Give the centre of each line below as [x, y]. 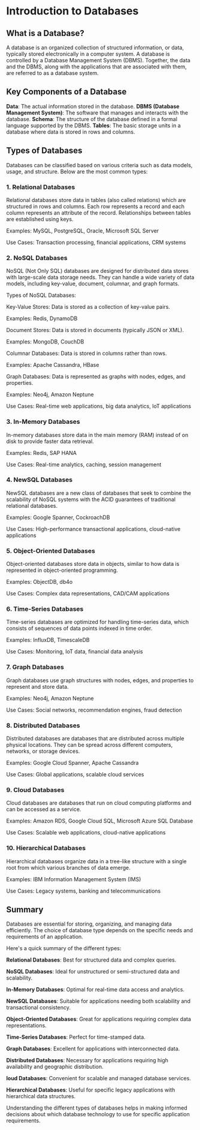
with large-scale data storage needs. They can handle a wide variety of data [100, 278]
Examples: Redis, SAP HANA [41, 453]
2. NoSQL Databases [37, 258]
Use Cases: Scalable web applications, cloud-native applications [86, 833]
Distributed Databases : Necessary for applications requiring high [87, 1060]
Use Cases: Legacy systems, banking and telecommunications [84, 891]
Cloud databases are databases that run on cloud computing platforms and [99, 803]
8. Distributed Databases [43, 725]
